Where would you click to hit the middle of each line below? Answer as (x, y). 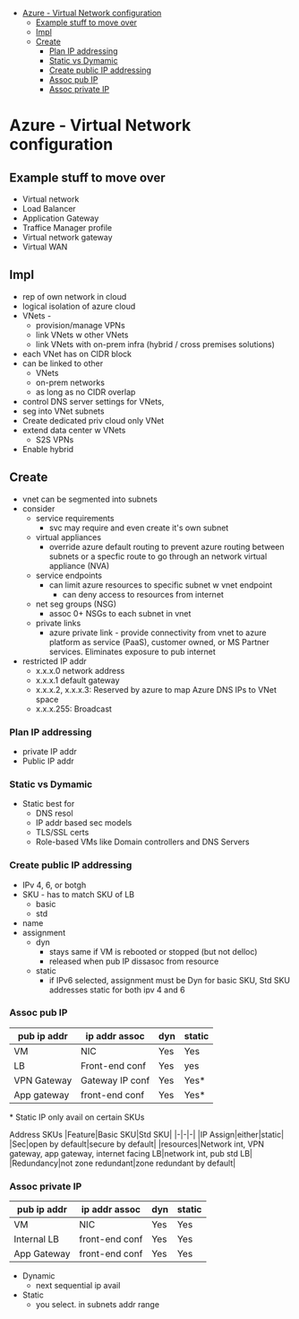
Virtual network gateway (68, 237)
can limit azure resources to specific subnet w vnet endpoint (161, 585)
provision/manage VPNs (80, 325)
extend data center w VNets (74, 430)
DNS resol (54, 813)
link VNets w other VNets (82, 335)
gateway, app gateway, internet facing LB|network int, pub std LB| (131, 1153)
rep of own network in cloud (74, 296)
